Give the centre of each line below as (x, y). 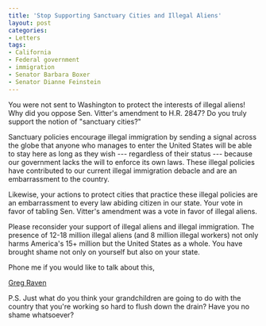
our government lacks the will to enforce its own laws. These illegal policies (132, 162)
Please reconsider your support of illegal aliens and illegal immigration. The (131, 226)
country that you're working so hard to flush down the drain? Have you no (129, 306)
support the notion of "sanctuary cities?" (75, 121)
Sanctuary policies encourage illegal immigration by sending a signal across (132, 136)
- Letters (25, 38)
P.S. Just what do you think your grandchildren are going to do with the (125, 297)
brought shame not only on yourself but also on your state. (104, 251)
